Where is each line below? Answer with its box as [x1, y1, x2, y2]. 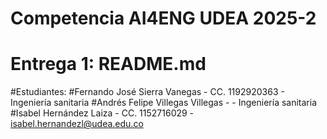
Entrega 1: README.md [10, 53, 207, 76]
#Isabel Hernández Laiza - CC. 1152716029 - [10, 107, 195, 119]
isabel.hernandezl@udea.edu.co [10, 118, 144, 130]
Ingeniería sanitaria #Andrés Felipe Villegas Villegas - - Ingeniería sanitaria [10, 97, 318, 109]
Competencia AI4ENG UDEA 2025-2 [10, 7, 317, 30]
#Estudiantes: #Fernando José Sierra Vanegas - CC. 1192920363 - [10, 86, 285, 98]
